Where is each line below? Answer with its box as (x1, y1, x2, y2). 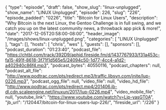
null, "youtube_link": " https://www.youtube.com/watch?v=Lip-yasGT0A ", (5, 94, 154, 100)
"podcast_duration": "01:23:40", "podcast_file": (5, 47, 102, 52)
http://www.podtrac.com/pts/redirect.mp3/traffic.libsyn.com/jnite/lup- (7, 73, 151, 79)
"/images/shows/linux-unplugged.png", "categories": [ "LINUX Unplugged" (5, 36, 159, 42)
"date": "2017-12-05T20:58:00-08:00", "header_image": (5, 31, 120, 36)
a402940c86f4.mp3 (5, 62, 47, 68)
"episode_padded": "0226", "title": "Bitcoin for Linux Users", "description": (5, 15, 158, 20)
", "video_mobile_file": (110, 89, 156, 95)
